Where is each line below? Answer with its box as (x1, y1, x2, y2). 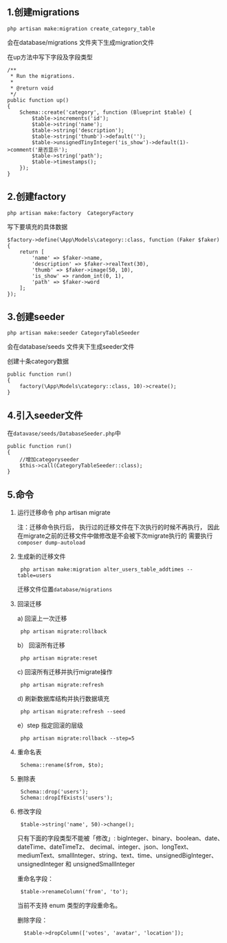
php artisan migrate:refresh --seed (20, 709, 126, 716)
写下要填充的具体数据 (7, 223, 67, 231)
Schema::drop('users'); (20, 789, 89, 795)
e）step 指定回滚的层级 (17, 721, 84, 729)
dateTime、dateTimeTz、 (17, 843, 89, 851)
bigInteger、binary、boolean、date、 (116, 834, 224, 842)
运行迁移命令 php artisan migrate (17, 509, 111, 517)
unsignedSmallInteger (73, 860, 136, 869)
